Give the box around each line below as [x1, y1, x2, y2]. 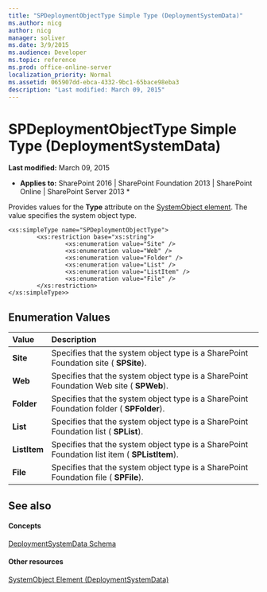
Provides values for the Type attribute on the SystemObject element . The [8, 202, 248, 212]
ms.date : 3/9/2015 [8, 41, 69, 49]
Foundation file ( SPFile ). [51, 472, 145, 483]
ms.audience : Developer [8, 49, 87, 56]
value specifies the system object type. [8, 211, 137, 220]
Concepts [8, 521, 41, 531]
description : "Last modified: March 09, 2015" [8, 85, 165, 94]
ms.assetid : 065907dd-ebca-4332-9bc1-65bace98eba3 [8, 78, 180, 86]
